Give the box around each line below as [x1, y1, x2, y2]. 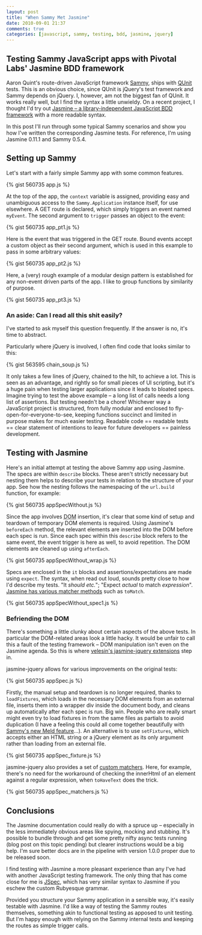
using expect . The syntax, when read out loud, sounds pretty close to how [6, 575, 189, 582]
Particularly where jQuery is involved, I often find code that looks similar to [6, 343, 191, 350]
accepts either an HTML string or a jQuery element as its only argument [6, 734, 184, 741]
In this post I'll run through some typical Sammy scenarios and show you [6, 123, 186, 130]
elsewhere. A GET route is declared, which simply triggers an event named [6, 205, 191, 212]
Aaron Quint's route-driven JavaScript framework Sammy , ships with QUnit [6, 79, 192, 86]
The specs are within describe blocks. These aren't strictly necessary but [6, 470, 188, 477]
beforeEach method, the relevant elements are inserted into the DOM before [6, 526, 194, 533]
